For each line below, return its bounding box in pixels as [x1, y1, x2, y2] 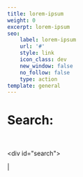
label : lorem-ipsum [20, 37, 77, 44]
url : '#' [20, 43, 45, 50]
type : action [20, 75, 58, 83]
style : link [20, 50, 54, 57]
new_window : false [20, 63, 73, 70]
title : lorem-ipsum [7, 10, 64, 18]
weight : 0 [7, 17, 36, 24]
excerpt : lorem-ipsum [7, 23, 70, 30]
